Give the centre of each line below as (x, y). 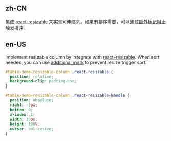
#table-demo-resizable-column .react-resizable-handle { (68, 95)
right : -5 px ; (24, 105)
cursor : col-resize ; (32, 129)
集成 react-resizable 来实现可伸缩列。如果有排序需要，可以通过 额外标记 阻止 (85, 21)
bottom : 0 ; (22, 110)
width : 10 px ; (24, 119)
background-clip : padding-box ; (43, 81)
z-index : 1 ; (23, 114)
